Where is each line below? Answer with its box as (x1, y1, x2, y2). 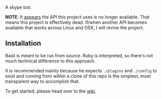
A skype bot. (5, 5, 32, 10)
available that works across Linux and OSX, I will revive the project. (5, 25, 144, 31)
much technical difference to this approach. (5, 58, 96, 64)
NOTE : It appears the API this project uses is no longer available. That (5, 14, 150, 20)
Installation (5, 39, 41, 48)
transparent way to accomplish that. (5, 78, 80, 84)
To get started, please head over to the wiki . (5, 88, 97, 94)
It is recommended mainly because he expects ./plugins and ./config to (5, 67, 157, 73)
